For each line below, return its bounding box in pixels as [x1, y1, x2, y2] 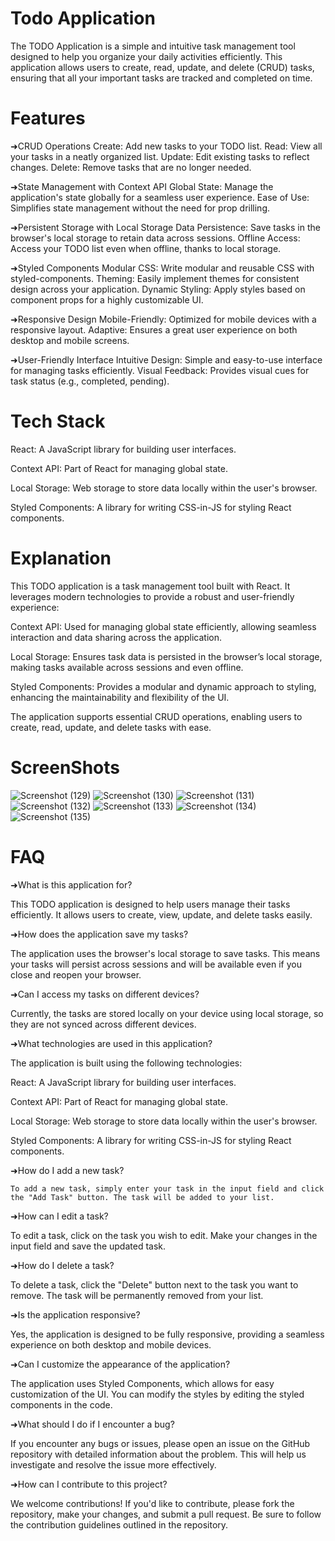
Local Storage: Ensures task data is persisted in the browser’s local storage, [10, 650, 323, 662]
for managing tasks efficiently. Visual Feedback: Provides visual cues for [10, 364, 310, 376]
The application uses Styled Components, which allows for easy [10, 1377, 275, 1389]
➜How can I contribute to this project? [10, 1478, 168, 1490]
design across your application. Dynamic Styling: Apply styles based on [10, 283, 306, 295]
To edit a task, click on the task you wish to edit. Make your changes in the [10, 1229, 318, 1241]
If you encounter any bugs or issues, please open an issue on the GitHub [10, 1437, 311, 1449]
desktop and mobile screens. [10, 334, 130, 346]
